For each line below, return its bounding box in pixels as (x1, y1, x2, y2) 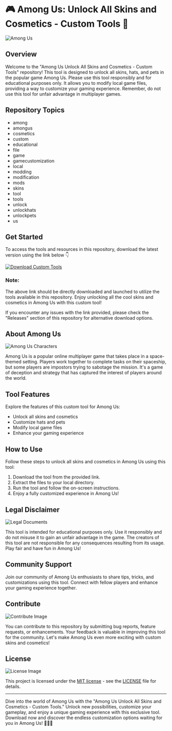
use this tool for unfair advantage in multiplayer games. (5, 90, 122, 97)
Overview (5, 50, 37, 59)
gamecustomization (12, 157, 55, 164)
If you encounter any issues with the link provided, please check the (5, 309, 149, 316)
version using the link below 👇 (5, 252, 69, 258)
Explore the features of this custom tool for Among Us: (5, 404, 120, 410)
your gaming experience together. (5, 584, 77, 591)
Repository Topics (5, 106, 65, 115)
